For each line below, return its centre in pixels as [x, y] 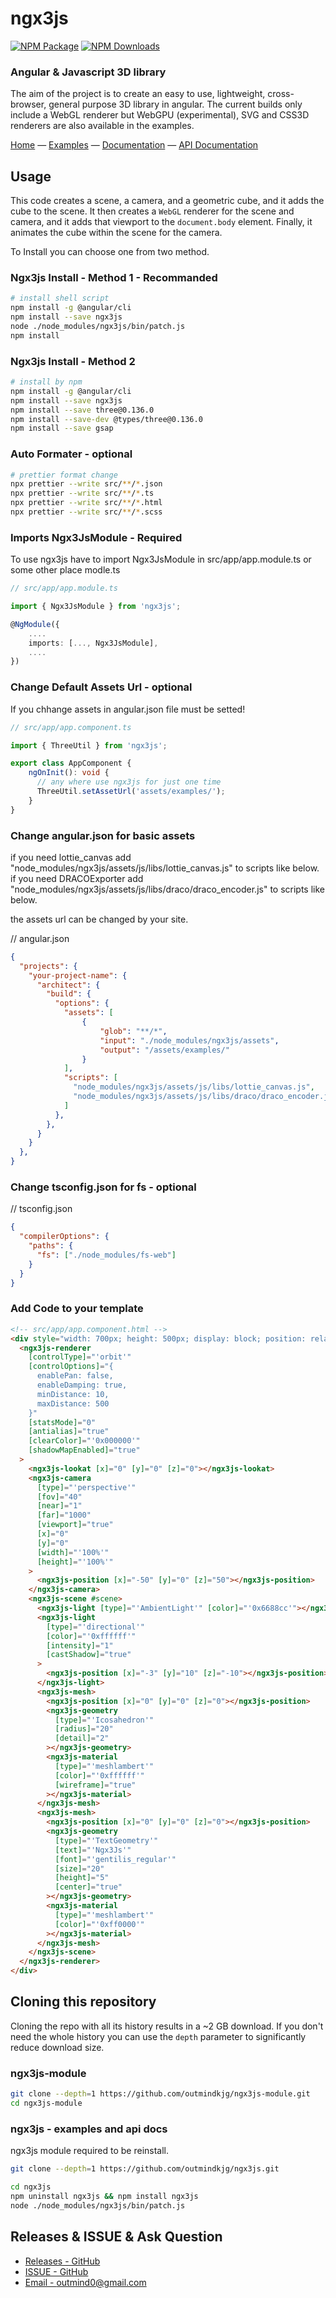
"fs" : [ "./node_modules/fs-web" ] [106, 1255]
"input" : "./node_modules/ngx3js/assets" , [189, 1040]
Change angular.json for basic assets [103, 835]
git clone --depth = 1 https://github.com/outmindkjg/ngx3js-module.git [160, 2094]
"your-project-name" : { [78, 975]
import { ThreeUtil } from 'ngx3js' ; [89, 745]
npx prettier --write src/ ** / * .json [86, 484]
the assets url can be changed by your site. [99, 919]
